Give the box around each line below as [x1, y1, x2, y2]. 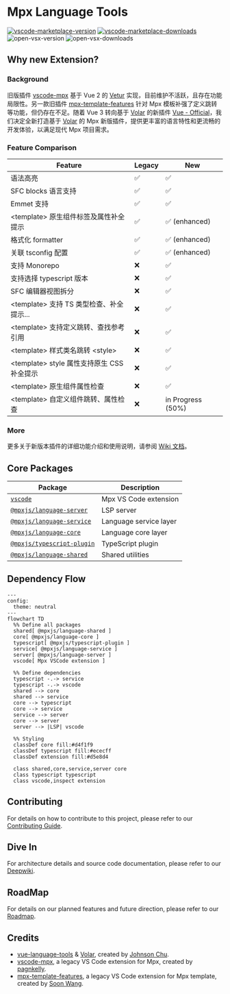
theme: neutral [13, 603, 57, 610]
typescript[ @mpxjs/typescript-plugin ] [13, 639, 130, 646]
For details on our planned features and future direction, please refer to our [7, 905, 219, 913]
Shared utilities [101, 550, 149, 559]
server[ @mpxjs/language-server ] [13, 651, 112, 658]
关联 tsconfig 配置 [10, 247, 68, 257]
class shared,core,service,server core [13, 765, 127, 772]
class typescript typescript [13, 771, 97, 778]
